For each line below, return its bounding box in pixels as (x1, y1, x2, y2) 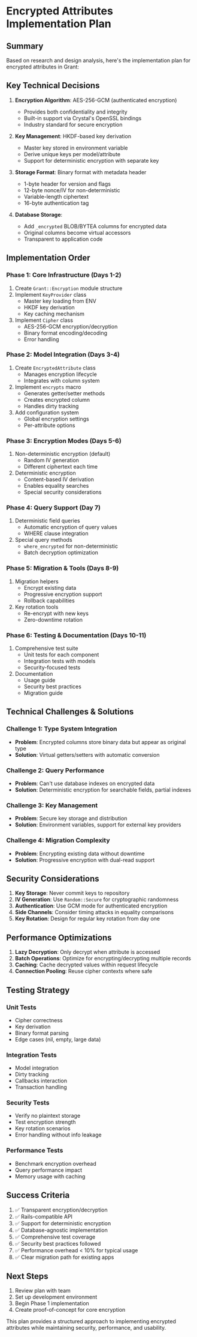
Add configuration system (14, 408, 79, 416)
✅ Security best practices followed (14, 1240, 101, 1247)
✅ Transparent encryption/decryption (14, 1206, 108, 1213)
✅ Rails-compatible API (14, 1213, 73, 1220)
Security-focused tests (23, 664, 81, 671)
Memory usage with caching (14, 1172, 86, 1180)
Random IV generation (23, 456, 80, 464)
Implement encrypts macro (14, 383, 81, 390)
